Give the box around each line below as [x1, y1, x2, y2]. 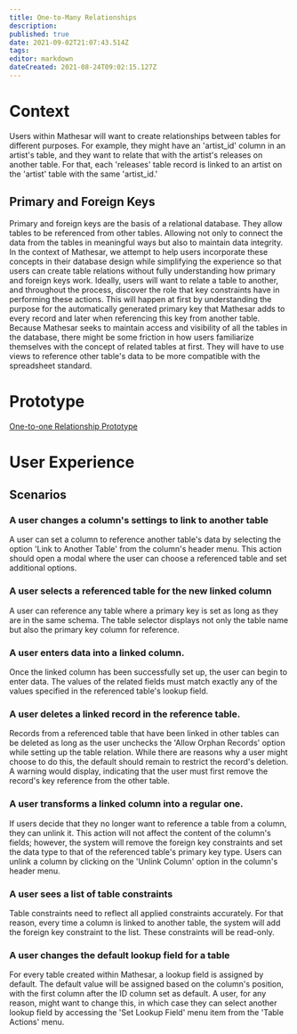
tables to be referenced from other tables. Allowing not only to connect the [9, 227, 283, 238]
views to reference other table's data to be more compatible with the [9, 350, 261, 361]
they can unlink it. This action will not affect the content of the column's [9, 827, 271, 838]
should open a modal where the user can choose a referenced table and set [9, 554, 287, 564]
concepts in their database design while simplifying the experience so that [9, 256, 282, 267]
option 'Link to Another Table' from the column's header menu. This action [9, 544, 282, 554]
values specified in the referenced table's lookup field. [9, 685, 209, 696]
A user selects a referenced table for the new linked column [9, 585, 272, 597]
